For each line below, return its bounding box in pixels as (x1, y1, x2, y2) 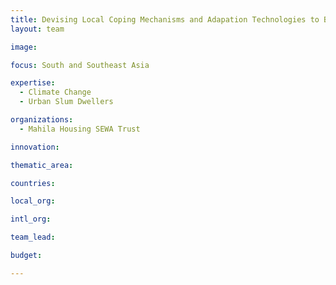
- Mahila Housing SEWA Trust (19, 124, 141, 134)
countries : (10, 178, 56, 188)
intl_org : (10, 214, 52, 225)
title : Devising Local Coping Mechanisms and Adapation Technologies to (10, 14, 320, 25)
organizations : (10, 115, 74, 125)
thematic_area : (10, 160, 74, 170)
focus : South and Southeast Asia (10, 60, 150, 70)
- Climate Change (19, 87, 92, 98)
